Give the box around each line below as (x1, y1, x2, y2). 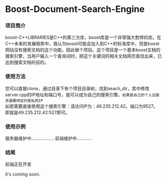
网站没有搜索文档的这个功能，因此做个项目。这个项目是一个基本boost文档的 (5, 47, 161, 53)
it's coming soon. (5, 171, 41, 178)
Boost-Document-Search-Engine (5, 3, 145, 15)
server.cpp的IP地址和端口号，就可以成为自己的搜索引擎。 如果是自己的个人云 (5, 91, 156, 98)
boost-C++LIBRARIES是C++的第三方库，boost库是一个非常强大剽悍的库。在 (5, 34, 162, 40)
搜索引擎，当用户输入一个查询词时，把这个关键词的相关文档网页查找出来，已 (5, 53, 162, 59)
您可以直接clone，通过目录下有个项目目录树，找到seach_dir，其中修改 (5, 85, 150, 91)
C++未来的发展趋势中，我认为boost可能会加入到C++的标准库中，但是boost (5, 41, 160, 47)
